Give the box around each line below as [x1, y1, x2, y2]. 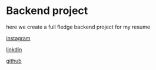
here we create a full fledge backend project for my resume [6, 23, 151, 30]
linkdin [6, 45, 22, 53]
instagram [6, 34, 31, 41]
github [6, 57, 22, 64]
